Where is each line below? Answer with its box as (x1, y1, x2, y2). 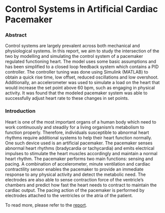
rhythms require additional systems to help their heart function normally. (5, 134, 152, 140)
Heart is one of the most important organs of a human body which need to (5, 119, 157, 125)
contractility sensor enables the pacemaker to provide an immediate (5, 166, 144, 172)
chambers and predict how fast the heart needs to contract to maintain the (5, 182, 157, 188)
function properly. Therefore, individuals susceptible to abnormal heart (5, 129, 149, 135)
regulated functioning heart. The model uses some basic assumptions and (5, 58, 157, 65)
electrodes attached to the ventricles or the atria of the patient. (5, 192, 133, 198)
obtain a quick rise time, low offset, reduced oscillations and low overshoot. (5, 74, 159, 80)
